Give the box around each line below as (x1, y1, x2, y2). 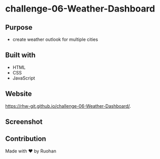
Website (5, 90, 32, 98)
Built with (5, 51, 36, 59)
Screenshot (5, 118, 43, 126)
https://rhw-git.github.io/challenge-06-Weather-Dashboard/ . (5, 103, 131, 109)
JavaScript (12, 75, 35, 81)
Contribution (5, 134, 46, 143)
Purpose (5, 23, 33, 32)
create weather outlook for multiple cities (12, 36, 98, 42)
